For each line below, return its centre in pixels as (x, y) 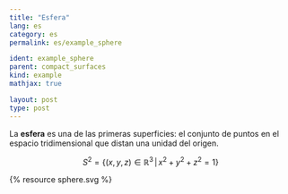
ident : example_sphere (52, 59)
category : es (34, 34)
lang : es (26, 26)
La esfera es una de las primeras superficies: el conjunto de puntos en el (144, 133)
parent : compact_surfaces (57, 67)
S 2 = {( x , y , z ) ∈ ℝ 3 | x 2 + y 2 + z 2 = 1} (151, 161)
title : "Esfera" (39, 17)
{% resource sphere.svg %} (61, 180)
